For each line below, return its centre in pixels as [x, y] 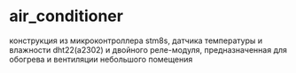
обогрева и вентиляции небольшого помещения [101, 59]
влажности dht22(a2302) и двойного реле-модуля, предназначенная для [148, 49]
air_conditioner [66, 16]
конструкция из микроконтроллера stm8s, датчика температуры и [136, 40]
